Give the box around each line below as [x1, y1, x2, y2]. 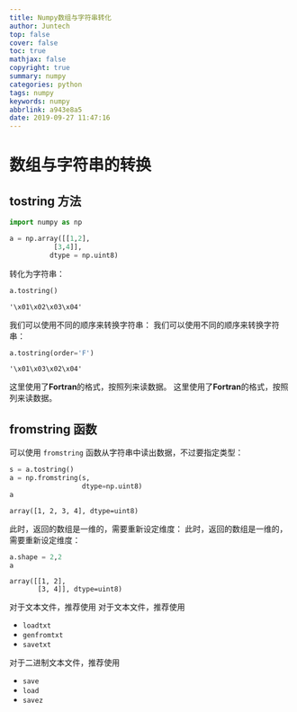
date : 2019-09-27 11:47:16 [9, 113, 111, 122]
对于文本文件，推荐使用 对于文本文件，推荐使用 [9, 601, 185, 612]
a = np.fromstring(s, [9, 474, 91, 483]
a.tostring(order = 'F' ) [9, 348, 94, 358]
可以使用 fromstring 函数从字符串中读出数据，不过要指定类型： [9, 447, 244, 458]
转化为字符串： [9, 268, 65, 279]
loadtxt [22, 621, 51, 630]
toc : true [9, 47, 47, 56]
